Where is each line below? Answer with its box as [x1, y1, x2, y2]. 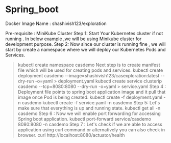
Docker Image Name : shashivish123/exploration [5, 20, 107, 26]
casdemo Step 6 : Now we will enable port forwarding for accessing [17, 110, 161, 117]
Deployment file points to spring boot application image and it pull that [17, 89, 166, 95]
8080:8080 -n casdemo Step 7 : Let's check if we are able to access [17, 121, 162, 127]
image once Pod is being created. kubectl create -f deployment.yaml [17, 94, 162, 100]
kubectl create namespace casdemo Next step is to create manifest [17, 62, 160, 68]
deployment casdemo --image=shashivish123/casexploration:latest [17, 72, 160, 78]
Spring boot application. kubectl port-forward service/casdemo [17, 116, 152, 122]
